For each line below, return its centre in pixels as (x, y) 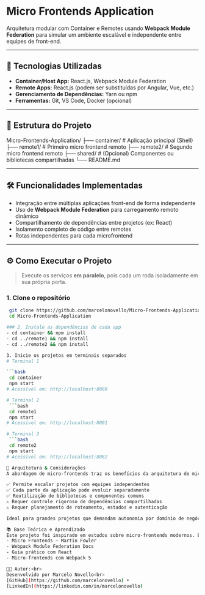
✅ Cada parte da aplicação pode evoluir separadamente (78, 490)
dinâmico (27, 216)
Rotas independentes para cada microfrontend (74, 236)
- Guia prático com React (39, 552)
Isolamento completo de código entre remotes (73, 229)
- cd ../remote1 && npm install (47, 339)
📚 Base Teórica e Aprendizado (46, 530)
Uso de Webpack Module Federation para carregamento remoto (97, 210)
